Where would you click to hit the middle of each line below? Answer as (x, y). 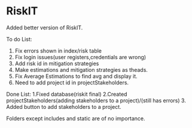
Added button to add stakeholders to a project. (64, 106)
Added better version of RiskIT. (45, 28)
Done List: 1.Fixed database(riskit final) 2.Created (67, 94)
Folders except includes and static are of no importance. (76, 118)
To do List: (19, 39)
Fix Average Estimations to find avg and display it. (76, 76)
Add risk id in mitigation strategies (57, 63)
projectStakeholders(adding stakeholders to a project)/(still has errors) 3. (96, 100)
